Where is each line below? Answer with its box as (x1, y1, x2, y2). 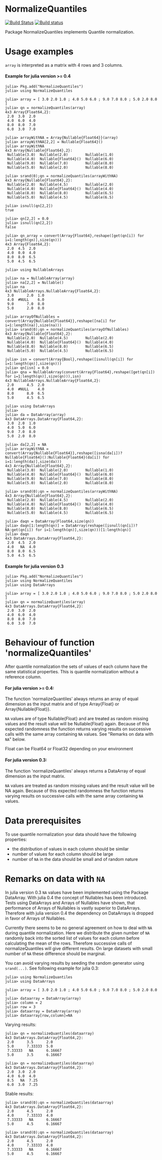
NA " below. (5, 737, 26, 742)
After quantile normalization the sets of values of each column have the (5, 664, 148, 669)
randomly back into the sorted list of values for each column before (5, 935, 140, 941)
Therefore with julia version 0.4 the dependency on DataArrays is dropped (5, 910, 154, 916)
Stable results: (5, 1090, 34, 1097)
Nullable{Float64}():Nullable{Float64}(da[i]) (5, 455, 101, 460)
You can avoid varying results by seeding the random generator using (5, 960, 145, 966)
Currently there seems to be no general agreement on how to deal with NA (5, 925, 152, 931)
